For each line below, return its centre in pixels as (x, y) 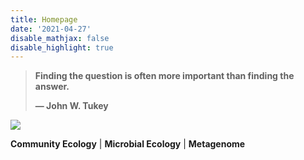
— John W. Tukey (71, 106)
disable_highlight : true (62, 47)
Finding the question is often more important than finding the (164, 76)
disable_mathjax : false (60, 38)
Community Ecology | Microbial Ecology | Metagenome (128, 144)
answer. (52, 87)
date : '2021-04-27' (51, 29)
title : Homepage (44, 19)
